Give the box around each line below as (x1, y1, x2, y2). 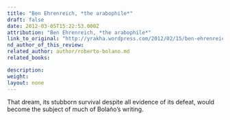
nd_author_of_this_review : (7, 42, 84, 48)
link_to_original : (7, 35, 60, 42)
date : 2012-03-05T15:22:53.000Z (7, 22, 99, 29)
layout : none (7, 79, 44, 86)
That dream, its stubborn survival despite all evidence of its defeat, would (7, 98, 214, 106)
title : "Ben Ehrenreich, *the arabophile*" (7, 10, 133, 17)
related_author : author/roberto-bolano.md (7, 48, 130, 55)
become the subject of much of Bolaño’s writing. (7, 105, 144, 113)
